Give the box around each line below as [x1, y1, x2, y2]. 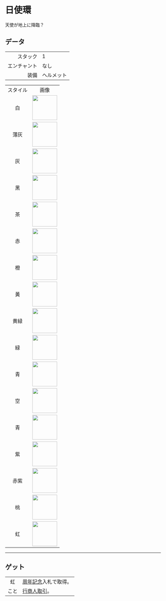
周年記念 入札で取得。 [22, 578, 73, 585]
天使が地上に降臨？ [5, 22, 44, 28]
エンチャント [7, 62, 38, 69]
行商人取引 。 [22, 588, 53, 595]
